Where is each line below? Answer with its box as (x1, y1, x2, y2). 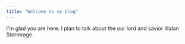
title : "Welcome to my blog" (6, 8, 79, 15)
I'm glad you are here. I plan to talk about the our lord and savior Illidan (6, 25, 180, 32)
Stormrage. (6, 31, 34, 38)
